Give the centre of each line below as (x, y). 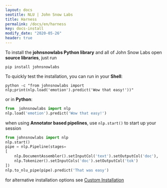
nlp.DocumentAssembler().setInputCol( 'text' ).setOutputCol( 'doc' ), (86, 156)
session (13, 128)
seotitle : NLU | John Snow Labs (39, 15)
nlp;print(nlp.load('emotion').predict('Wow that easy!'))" (70, 90)
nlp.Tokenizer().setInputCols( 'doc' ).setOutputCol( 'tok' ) (76, 161)
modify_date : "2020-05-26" (33, 33)
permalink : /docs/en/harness (36, 24)
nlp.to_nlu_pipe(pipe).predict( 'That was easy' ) (57, 170)
